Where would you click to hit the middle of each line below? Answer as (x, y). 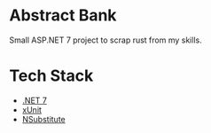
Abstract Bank (63, 16)
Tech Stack (51, 76)
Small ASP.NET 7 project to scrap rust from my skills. (105, 40)
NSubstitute (44, 119)
